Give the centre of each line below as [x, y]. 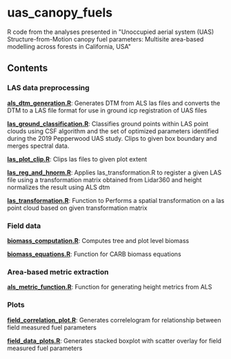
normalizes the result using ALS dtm [59, 187]
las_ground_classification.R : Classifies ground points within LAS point [108, 124]
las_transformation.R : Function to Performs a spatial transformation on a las [116, 200]
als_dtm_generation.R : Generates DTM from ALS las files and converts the [114, 103]
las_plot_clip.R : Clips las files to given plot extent [77, 159]
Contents [28, 68]
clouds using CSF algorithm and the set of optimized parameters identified [113, 131]
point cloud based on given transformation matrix [77, 208]
